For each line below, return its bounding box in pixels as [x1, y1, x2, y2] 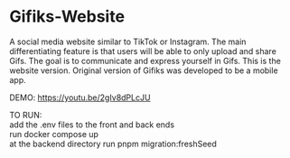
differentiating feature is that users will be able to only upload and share [9, 45, 277, 56]
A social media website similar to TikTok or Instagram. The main [9, 36, 247, 47]
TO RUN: [9, 109, 42, 120]
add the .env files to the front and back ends [9, 119, 174, 130]
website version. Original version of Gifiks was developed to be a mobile [9, 65, 278, 76]
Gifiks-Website [9, 6, 125, 27]
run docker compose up [9, 128, 99, 139]
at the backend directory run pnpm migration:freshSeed [9, 138, 217, 149]
